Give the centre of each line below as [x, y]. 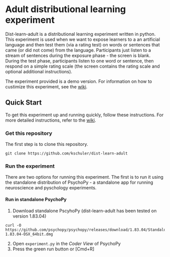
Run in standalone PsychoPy [36, 199]
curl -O [13, 225]
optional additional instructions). [39, 71]
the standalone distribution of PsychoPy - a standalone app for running [79, 182]
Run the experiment [30, 166]
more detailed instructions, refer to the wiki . [51, 120]
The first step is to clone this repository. [47, 144]
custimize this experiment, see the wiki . [46, 86]
